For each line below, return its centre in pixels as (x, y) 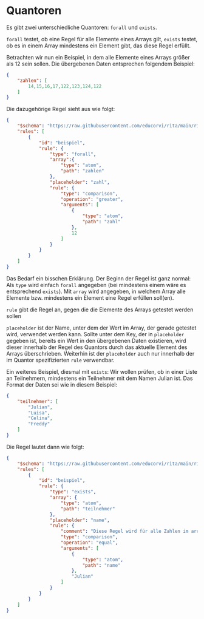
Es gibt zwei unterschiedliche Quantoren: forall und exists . (82, 27)
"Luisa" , (39, 413)
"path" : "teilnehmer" (88, 509)
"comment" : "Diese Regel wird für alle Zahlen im (124, 532)
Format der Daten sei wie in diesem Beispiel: (62, 384)
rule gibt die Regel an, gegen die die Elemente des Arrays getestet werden (100, 309)
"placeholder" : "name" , (80, 520)
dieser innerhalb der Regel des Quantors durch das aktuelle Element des (97, 347)
